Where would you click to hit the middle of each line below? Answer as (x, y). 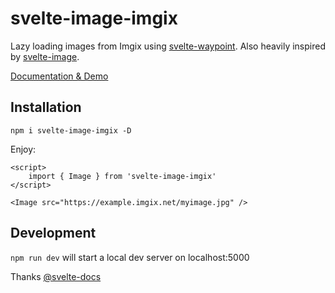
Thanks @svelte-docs (56, 276)
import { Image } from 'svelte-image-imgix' (122, 176)
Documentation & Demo (59, 76)
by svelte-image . (45, 56)
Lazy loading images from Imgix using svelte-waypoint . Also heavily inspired (168, 46)
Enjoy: (23, 149)
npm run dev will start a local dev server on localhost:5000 (130, 257)
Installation (46, 107)
